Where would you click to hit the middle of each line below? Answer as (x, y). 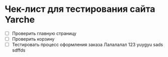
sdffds (19, 50)
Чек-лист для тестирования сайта (80, 9)
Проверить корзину (33, 39)
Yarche (20, 20)
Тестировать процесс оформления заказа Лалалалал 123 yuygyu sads (88, 45)
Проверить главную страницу (44, 33)
